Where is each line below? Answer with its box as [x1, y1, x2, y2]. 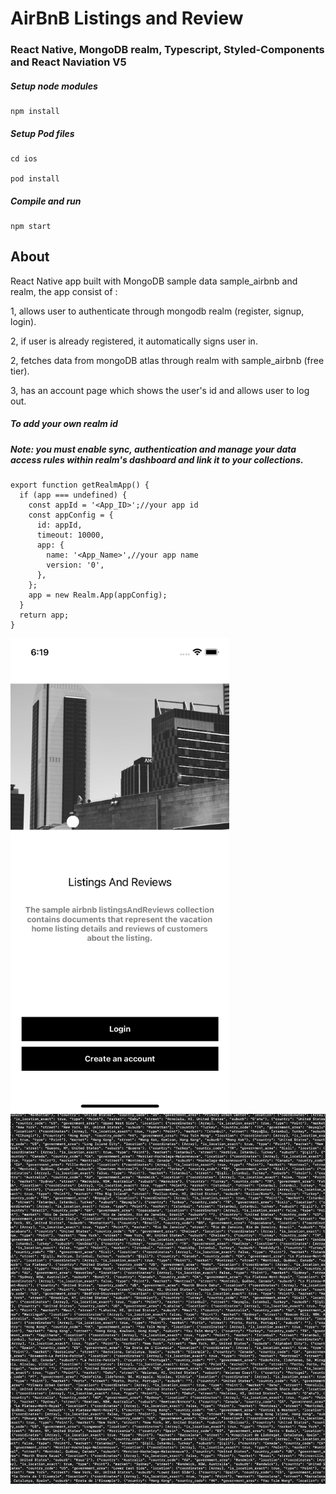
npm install [10, 107, 60, 117]
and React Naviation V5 [10, 55, 127, 69]
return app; [19, 610, 70, 621]
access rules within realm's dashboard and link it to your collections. [10, 453, 304, 466]
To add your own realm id [10, 418, 118, 430]
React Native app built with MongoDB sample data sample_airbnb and [10, 275, 298, 287]
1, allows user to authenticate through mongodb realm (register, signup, [10, 305, 305, 317]
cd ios [10, 154, 38, 164]
